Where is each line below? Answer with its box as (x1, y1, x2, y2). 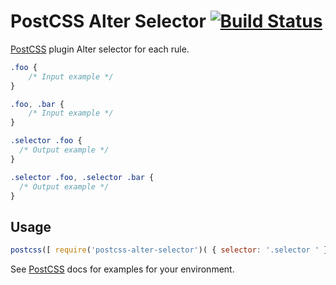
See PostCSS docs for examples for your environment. (10, 263, 235, 275)
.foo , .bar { (10, 99, 65, 109)
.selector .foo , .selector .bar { (10, 172, 155, 182)
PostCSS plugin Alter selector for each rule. (10, 43, 190, 55)
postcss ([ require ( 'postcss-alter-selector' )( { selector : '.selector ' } (10, 245, 329, 255)
